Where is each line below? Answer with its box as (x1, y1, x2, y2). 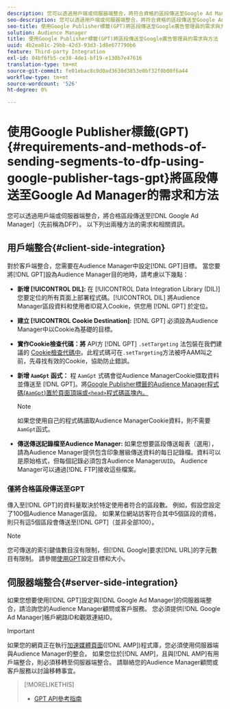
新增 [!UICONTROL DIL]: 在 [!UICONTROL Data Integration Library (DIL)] (16, 285, 220, 293)
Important (7, 627, 35, 635)
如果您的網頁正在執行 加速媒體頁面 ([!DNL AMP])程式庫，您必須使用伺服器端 (7, 640, 219, 649)
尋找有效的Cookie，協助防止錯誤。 (35, 357, 133, 365)
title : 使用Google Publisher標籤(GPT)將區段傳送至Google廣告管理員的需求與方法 (7, 36, 219, 43)
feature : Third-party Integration (7, 49, 106, 56)
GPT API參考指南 (34, 694, 82, 703)
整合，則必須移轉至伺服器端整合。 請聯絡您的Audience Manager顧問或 (18, 658, 219, 666)
